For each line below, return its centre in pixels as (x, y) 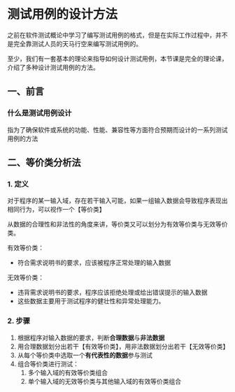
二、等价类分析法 (44, 162)
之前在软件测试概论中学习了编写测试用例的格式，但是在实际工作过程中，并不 (117, 35)
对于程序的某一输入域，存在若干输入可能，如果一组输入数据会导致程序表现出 (117, 201)
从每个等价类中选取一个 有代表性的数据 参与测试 (85, 355)
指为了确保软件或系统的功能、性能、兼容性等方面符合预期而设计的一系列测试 (117, 129)
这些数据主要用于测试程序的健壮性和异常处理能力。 (91, 301)
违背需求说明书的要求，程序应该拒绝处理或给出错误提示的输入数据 (112, 292)
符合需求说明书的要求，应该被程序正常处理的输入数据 (94, 263)
